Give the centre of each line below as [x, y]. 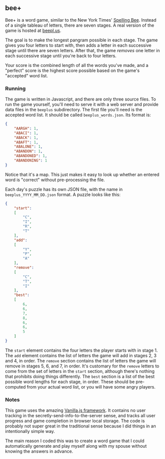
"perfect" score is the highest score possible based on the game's [72, 70]
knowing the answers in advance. [39, 451]
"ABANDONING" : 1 [31, 161]
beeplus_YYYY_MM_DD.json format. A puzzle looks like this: [63, 195]
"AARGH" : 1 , [26, 128]
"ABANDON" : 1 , [28, 151]
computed [16, 387]
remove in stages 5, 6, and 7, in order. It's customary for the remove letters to [82, 366]
